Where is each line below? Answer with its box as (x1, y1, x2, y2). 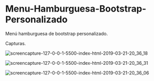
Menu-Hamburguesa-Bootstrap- (5, 3, 146, 15)
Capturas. (5, 40, 27, 46)
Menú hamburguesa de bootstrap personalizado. (5, 30, 108, 36)
